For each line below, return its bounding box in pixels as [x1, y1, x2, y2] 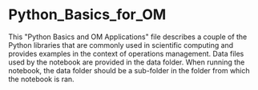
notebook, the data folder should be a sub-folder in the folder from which [8, 65, 250, 75]
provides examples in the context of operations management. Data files [8, 49, 244, 58]
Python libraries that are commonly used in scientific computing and [8, 40, 234, 49]
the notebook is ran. [8, 74, 75, 84]
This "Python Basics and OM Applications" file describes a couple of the [8, 32, 248, 41]
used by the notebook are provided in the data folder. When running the [8, 57, 245, 67]
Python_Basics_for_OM [8, 6, 167, 24]
